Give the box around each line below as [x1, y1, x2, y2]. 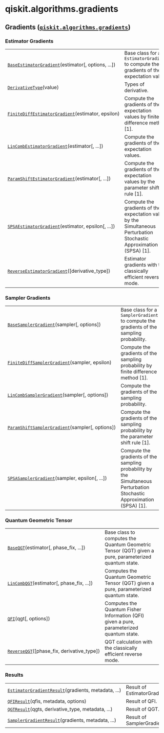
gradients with [124, 261, 157, 268]
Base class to [104, 529, 135, 536]
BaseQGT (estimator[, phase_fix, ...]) [7, 544, 85, 551]
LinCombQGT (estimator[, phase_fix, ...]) [7, 580, 93, 587]
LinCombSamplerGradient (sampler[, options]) [7, 392, 109, 399]
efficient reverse [104, 651, 143, 658]
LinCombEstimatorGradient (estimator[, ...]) [7, 142, 103, 149]
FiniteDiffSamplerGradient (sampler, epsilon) [7, 359, 112, 366]
